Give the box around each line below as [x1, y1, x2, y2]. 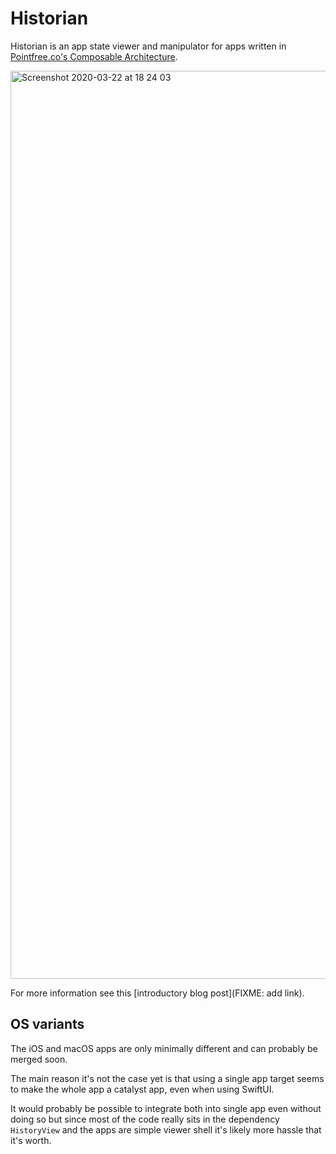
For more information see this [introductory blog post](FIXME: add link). [10, 987, 305, 999]
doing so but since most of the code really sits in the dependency [10, 1113, 280, 1125]
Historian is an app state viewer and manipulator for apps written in [10, 40, 287, 52]
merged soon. [10, 1053, 68, 1065]
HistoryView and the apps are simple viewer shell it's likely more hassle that [10, 1123, 322, 1136]
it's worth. [10, 1134, 52, 1146]
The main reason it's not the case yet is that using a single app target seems [10, 1072, 325, 1084]
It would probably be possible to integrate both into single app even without [10, 1102, 322, 1114]
